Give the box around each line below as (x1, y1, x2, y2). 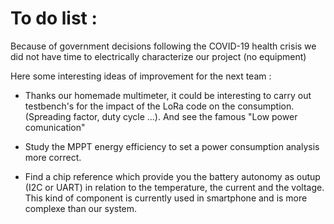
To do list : (10, 7, 98, 30)
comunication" (24, 121, 86, 133)
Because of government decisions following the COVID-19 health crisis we (10, 40, 317, 52)
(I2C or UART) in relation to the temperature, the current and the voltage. (24, 181, 325, 193)
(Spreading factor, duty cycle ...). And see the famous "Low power (24, 110, 298, 122)
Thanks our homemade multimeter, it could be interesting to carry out (24, 89, 312, 101)
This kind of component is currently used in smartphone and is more (24, 192, 308, 204)
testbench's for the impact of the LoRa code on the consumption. (24, 100, 295, 112)
